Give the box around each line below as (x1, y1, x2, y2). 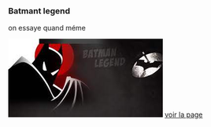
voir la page (164, 110, 203, 119)
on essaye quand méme (8, 24, 87, 33)
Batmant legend (8, 5, 71, 16)
